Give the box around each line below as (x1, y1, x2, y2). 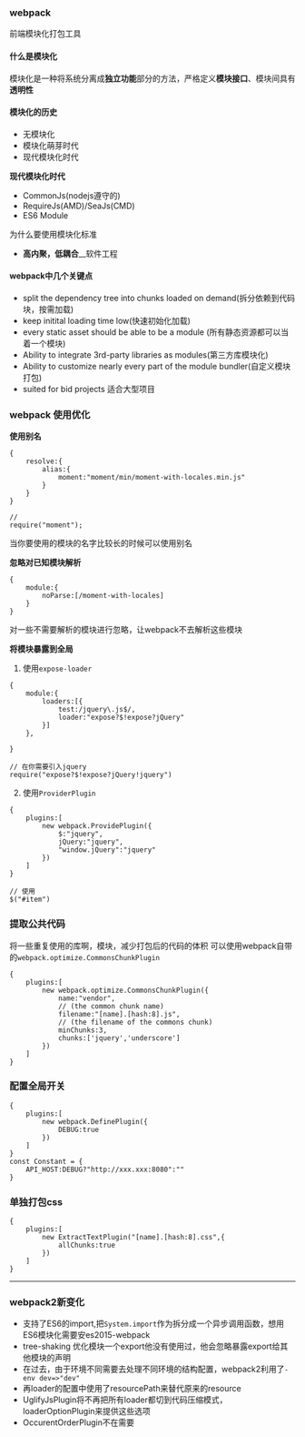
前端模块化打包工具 (9, 28, 82, 39)
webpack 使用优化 (9, 408, 91, 420)
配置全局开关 (9, 1080, 66, 1093)
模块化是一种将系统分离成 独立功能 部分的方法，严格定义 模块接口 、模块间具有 (9, 73, 296, 84)
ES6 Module (22, 209, 69, 220)
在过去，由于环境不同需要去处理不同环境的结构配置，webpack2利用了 (22, 1363, 285, 1375)
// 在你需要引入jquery (9, 763, 87, 772)
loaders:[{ (42, 697, 84, 706)
